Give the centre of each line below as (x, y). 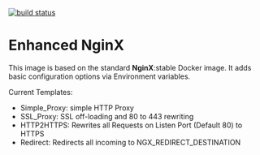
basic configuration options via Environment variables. (100, 76)
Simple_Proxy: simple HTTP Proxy (77, 108)
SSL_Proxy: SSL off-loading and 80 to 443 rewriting (107, 116)
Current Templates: (41, 92)
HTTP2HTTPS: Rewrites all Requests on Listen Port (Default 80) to (131, 125)
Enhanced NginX (66, 45)
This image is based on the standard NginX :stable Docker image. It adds (130, 67)
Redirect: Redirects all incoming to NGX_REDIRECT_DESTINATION (130, 142)
